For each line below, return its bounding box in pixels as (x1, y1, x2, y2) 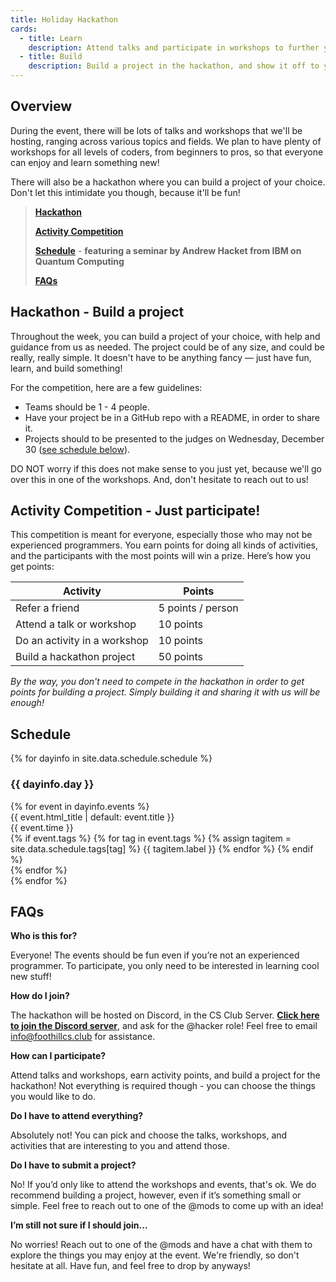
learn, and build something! (10, 362, 123, 374)
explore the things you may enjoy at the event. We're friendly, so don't (10, 1249, 300, 1261)
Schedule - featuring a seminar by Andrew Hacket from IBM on (34, 244, 302, 256)
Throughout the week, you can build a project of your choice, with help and (10, 330, 321, 342)
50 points (158, 650, 204, 664)
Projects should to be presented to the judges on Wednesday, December (24, 432, 325, 445)
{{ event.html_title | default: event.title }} (10, 811, 175, 823)
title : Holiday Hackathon (10, 14, 118, 25)
